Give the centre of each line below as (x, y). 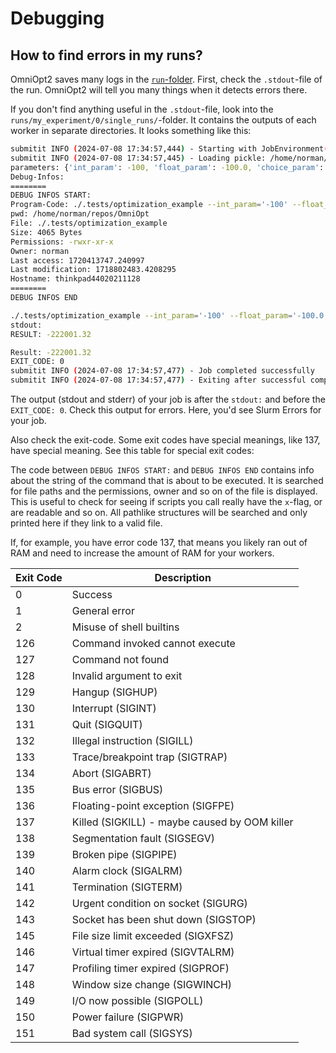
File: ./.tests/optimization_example (89, 223)
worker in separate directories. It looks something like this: (131, 130)
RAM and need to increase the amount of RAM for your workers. (142, 553)
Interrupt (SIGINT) (114, 708)
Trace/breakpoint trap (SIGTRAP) (149, 757)
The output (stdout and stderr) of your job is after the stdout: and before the (168, 399)
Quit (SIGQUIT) (107, 724)
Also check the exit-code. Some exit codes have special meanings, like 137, (165, 440)
